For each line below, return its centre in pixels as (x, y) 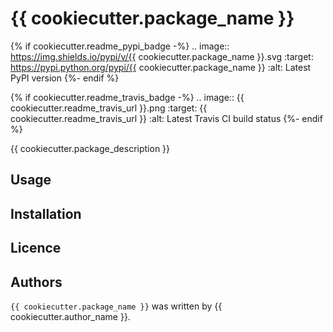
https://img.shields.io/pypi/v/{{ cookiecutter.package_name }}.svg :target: (162, 56)
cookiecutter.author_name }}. (70, 316)
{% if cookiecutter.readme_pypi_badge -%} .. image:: (120, 46)
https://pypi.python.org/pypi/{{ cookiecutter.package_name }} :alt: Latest (161, 67)
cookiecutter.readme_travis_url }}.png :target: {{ (109, 108)
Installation (46, 213)
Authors (36, 282)
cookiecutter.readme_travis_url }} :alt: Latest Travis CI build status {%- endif (166, 118)
